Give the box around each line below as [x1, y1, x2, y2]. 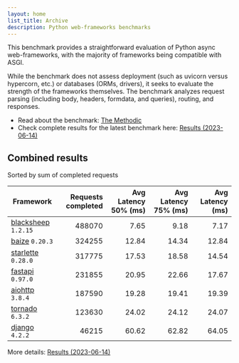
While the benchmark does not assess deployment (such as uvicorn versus [7, 72, 228, 80]
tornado [11, 304, 38, 314]
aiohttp [11, 285, 35, 295]
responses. [7, 102, 41, 111]
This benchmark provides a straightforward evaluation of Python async [7, 43, 216, 52]
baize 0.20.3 [11, 236, 53, 246]
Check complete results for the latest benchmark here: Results [17, 124, 201, 132]
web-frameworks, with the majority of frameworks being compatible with [7, 51, 222, 59]
